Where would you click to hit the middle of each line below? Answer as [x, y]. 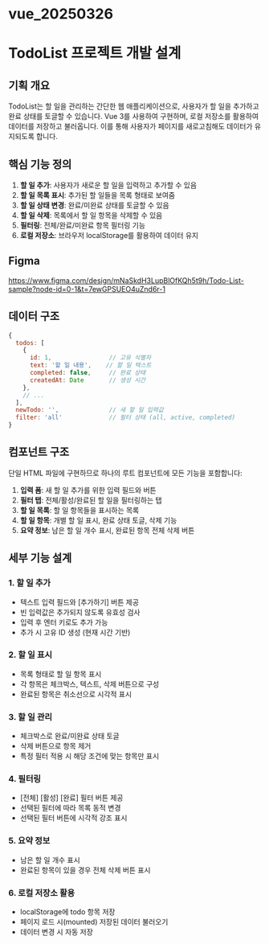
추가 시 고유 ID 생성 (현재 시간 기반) [75, 632]
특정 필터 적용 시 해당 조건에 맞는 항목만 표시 [90, 756]
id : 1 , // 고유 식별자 [90, 358]
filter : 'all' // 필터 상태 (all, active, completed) [125, 418]
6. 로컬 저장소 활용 [42, 893]
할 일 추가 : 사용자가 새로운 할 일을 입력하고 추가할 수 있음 [108, 185]
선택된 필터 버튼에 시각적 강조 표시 [73, 818]
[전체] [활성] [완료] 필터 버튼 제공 [71, 798]
